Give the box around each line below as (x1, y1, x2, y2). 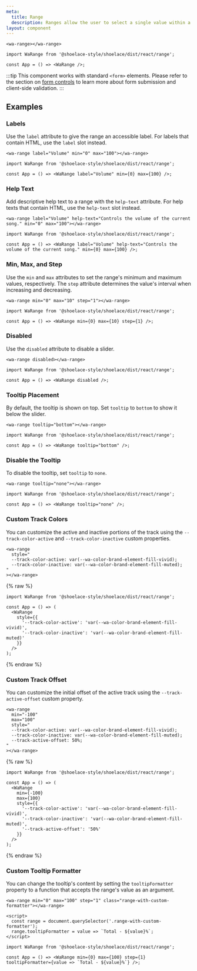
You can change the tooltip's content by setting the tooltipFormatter (6, 880, 173, 887)
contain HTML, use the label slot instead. (6, 139, 107, 146)
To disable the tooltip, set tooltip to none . (6, 470, 107, 477)
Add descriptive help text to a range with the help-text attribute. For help (6, 198, 183, 205)
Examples (6, 101, 43, 112)
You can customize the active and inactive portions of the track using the (6, 529, 183, 536)
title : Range (11, 14, 44, 20)
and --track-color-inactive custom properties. (55, 534, 171, 542)
